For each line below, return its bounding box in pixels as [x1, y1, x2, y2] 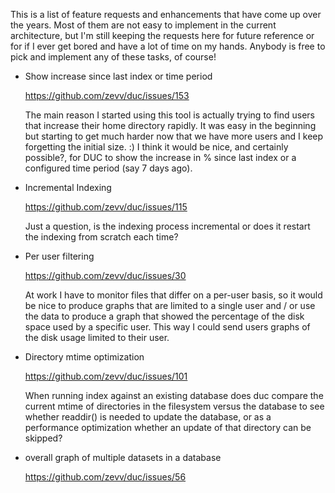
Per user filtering [24, 250, 95, 262]
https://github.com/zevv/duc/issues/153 [24, 90, 190, 101]
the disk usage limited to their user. [24, 332, 170, 343]
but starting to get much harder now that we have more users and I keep [24, 130, 324, 142]
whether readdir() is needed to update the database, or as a [24, 411, 272, 423]
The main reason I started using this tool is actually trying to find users [24, 109, 316, 121]
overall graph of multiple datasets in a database [24, 452, 222, 463]
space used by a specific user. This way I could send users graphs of [24, 321, 311, 333]
